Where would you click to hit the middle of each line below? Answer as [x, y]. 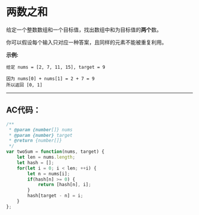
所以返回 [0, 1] [24, 85]
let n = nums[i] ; [49, 174]
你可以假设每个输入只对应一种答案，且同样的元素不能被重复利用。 [86, 42]
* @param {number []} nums [41, 130]
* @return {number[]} [35, 141]
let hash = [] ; [36, 163]
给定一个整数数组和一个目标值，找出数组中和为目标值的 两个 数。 [84, 30]
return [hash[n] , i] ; [65, 185]
